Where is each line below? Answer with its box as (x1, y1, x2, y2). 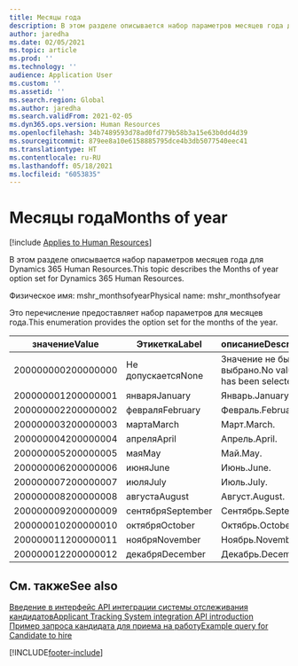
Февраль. (221, 404, 263, 417)
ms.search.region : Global (9, 95, 105, 105)
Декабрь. (221, 548, 262, 560)
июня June (125, 462, 170, 474)
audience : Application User (9, 71, 114, 80)
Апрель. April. (221, 433, 278, 445)
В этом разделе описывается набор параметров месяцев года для (9, 255, 264, 265)
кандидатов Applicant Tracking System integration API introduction (9, 611, 255, 622)
